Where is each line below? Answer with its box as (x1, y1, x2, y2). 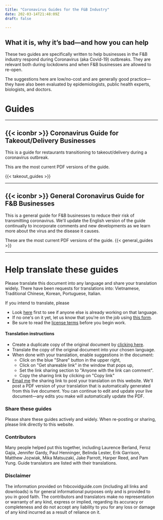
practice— (130, 76, 151, 82)
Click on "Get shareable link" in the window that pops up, (19, 362, 134, 368)
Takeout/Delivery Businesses (5, 137, 96, 145)
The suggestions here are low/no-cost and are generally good (5, 76, 130, 82)
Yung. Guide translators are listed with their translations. (5, 460, 117, 466)
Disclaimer (5, 472, 31, 479)
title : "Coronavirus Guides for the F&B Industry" (5, 7, 110, 12)
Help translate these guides (5, 264, 119, 275)
